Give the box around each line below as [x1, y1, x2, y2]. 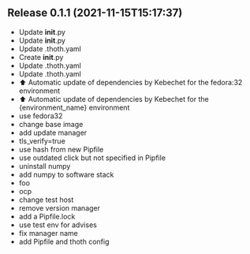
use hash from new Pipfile [18, 144, 104, 154]
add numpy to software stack [18, 170, 114, 179]
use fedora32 [18, 110, 63, 121]
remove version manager [18, 203, 100, 212]
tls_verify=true [18, 136, 66, 145]
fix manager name [18, 228, 78, 237]
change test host [18, 195, 74, 204]
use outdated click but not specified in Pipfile [18, 153, 166, 162]
